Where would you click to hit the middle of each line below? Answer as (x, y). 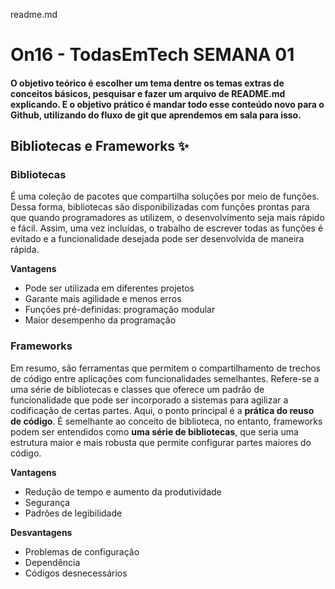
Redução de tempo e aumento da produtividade (123, 491)
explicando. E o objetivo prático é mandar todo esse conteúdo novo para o (167, 104)
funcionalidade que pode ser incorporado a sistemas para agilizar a (149, 400)
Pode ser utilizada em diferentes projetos (109, 288)
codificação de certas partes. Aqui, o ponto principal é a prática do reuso (162, 410)
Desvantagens (41, 532)
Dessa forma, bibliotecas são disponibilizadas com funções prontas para (160, 207)
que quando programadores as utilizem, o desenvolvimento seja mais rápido (167, 218)
